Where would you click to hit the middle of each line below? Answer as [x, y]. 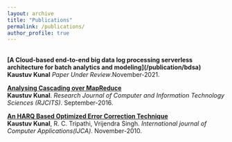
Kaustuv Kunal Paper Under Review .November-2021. [83, 75]
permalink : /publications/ [46, 26]
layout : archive [30, 14]
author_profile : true [38, 33]
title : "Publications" [40, 20]
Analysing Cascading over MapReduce [64, 88]
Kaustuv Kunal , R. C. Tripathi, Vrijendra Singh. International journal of [107, 124]
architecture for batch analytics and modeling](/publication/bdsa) [104, 67]
